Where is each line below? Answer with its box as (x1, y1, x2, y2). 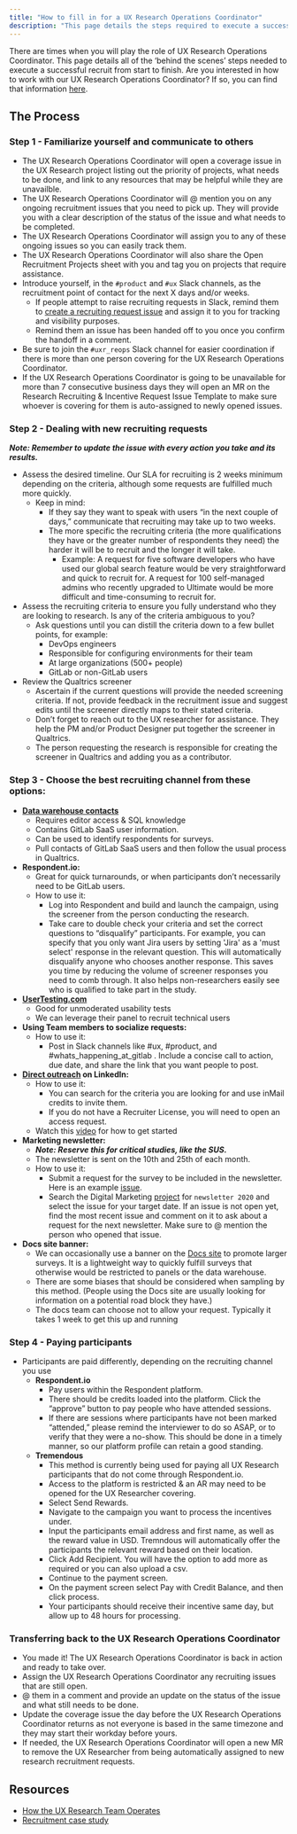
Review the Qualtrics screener (21, 676, 133, 687)
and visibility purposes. (34, 316, 120, 326)
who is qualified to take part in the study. (48, 984, 197, 995)
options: (9, 785, 46, 798)
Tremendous (34, 1450, 84, 1461)
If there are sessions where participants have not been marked (48, 1413, 277, 1424)
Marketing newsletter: (21, 1135, 106, 1145)
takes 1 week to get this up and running (34, 1314, 179, 1324)
